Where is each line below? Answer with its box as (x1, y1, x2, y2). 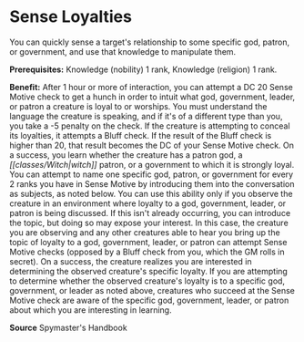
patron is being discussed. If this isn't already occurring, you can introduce (9, 207, 291, 218)
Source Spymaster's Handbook (9, 322, 127, 333)
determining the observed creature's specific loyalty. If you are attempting (9, 265, 289, 276)
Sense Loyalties (9, 6, 132, 27)
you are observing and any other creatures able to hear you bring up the (9, 226, 280, 238)
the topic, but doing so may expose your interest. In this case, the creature (9, 217, 289, 228)
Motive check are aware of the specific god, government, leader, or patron (9, 295, 289, 306)
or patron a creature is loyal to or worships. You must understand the (9, 100, 268, 111)
